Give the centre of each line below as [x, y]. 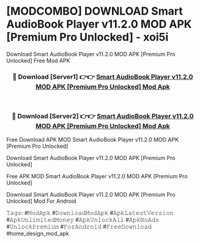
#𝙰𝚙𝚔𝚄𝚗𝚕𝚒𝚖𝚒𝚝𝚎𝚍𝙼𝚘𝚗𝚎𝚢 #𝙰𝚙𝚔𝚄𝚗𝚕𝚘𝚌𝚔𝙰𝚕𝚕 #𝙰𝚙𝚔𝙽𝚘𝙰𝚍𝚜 [83, 219]
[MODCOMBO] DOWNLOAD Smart [95, 11]
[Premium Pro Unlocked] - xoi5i [87, 37]
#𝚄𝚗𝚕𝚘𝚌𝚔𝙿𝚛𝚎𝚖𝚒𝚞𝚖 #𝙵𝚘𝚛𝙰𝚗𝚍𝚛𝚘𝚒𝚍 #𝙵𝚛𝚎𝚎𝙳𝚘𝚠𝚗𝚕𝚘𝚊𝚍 [79, 227]
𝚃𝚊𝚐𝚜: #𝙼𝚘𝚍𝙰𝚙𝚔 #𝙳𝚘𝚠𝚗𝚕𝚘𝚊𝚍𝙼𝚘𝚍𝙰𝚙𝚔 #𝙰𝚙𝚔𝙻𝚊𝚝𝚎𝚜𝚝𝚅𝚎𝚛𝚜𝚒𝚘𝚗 [90, 212]
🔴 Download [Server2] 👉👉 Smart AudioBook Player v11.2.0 [103, 116]
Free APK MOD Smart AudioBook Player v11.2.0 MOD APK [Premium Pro [97, 176]
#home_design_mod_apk [38, 233]
